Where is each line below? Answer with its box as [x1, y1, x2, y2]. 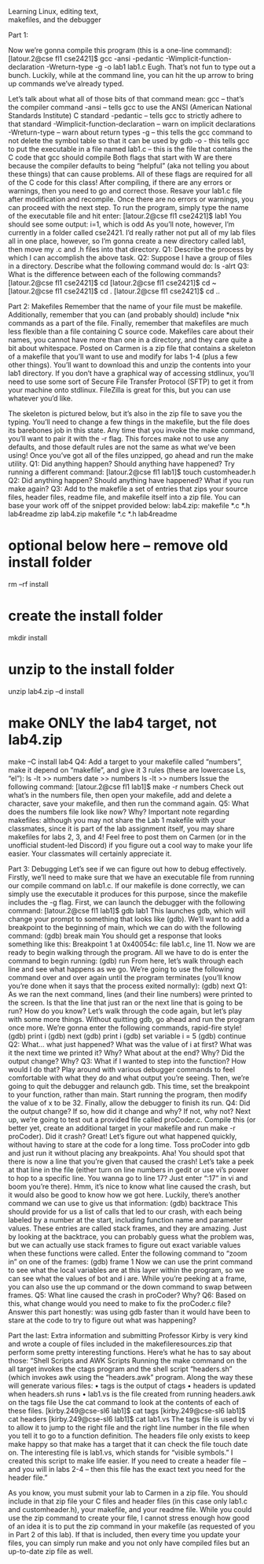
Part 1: [8, 31, 29, 39]
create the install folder [8, 607, 163, 625]
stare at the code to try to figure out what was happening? [8, 1315, 196, 1325]
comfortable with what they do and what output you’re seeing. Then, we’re [8, 1073, 250, 1083]
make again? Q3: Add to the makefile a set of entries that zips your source [8, 484, 248, 493]
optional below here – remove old [8, 537, 229, 555]
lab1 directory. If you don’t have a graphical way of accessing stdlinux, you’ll [8, 369, 255, 378]
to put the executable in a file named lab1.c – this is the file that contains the [8, 145, 253, 153]
